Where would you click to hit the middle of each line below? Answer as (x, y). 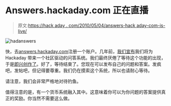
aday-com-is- (151, 25)
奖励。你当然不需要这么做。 (43, 98)
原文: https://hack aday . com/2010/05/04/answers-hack (77, 25)
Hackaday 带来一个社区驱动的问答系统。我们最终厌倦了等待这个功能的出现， (85, 58)
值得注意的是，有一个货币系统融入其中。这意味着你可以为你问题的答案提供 (83, 92)
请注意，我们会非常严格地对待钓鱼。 (43, 81)
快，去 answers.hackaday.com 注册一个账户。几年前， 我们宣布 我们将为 (79, 51)
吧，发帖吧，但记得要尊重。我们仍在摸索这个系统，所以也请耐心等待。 (79, 70)
